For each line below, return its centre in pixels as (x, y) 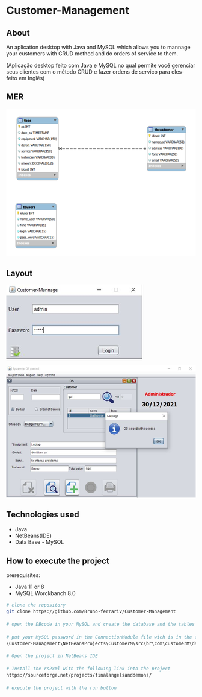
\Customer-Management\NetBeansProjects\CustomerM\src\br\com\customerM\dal (103, 643)
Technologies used (43, 515)
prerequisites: (23, 575)
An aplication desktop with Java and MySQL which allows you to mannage (98, 47)
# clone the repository (36, 605)
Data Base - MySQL (39, 542)
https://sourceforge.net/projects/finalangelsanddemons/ (79, 675)
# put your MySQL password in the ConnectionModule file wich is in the (99, 637)
